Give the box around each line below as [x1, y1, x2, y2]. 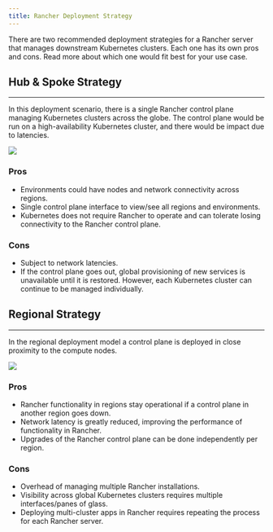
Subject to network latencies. [19, 258, 119, 268]
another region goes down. [19, 408, 111, 418]
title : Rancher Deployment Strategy [8, 11, 132, 20]
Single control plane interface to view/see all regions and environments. [19, 201, 261, 212]
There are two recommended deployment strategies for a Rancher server [8, 34, 253, 44]
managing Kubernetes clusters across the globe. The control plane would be [8, 113, 265, 123]
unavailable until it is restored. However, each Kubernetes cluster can [19, 275, 253, 285]
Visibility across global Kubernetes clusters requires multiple [19, 490, 223, 500]
